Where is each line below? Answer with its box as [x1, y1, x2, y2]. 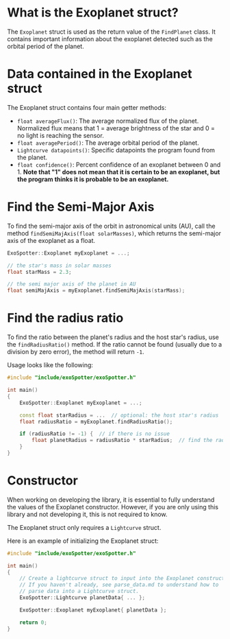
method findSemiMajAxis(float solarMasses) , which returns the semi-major [7, 229, 221, 237]
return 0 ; [19, 619, 48, 626]
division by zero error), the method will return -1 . [7, 348, 145, 356]
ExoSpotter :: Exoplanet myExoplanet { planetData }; [19, 606, 167, 614]
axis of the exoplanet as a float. [7, 236, 96, 244]
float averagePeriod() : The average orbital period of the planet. [16, 139, 200, 147]
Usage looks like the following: [7, 361, 94, 369]
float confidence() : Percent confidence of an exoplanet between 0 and [16, 160, 221, 169]
